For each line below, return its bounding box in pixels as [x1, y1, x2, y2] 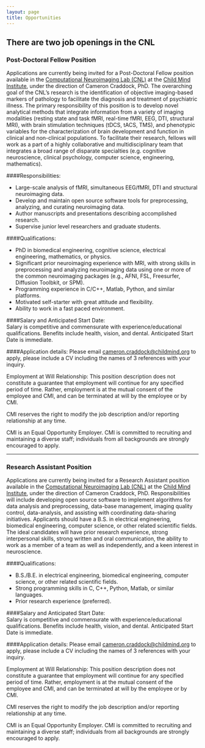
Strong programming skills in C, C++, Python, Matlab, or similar [15, 584, 174, 592]
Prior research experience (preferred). [15, 598, 112, 605]
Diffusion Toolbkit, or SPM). [15, 279, 85, 286]
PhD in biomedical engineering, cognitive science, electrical [15, 247, 166, 254]
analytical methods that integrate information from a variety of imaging [6, 108, 184, 116]
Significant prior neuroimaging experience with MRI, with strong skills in [15, 260, 196, 267]
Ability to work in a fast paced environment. [15, 305, 125, 312]
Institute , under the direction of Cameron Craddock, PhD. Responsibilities [6, 490, 190, 497]
